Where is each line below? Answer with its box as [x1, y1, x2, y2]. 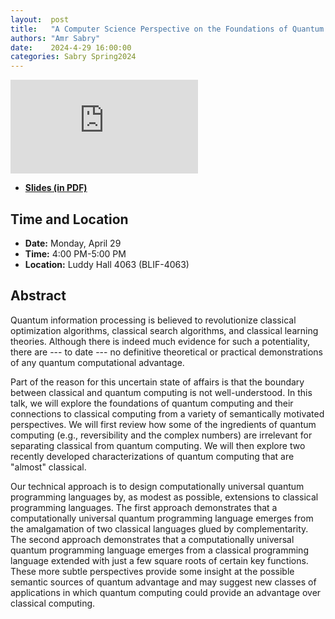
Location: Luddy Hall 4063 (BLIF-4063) [24, 258, 190, 270]
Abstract [10, 287, 67, 305]
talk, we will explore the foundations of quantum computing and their [10, 397, 294, 409]
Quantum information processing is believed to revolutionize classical [10, 314, 297, 326]
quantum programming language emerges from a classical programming [10, 544, 309, 556]
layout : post [10, 14, 70, 25]
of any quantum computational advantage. [10, 356, 185, 368]
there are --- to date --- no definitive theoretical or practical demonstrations [10, 346, 323, 358]
